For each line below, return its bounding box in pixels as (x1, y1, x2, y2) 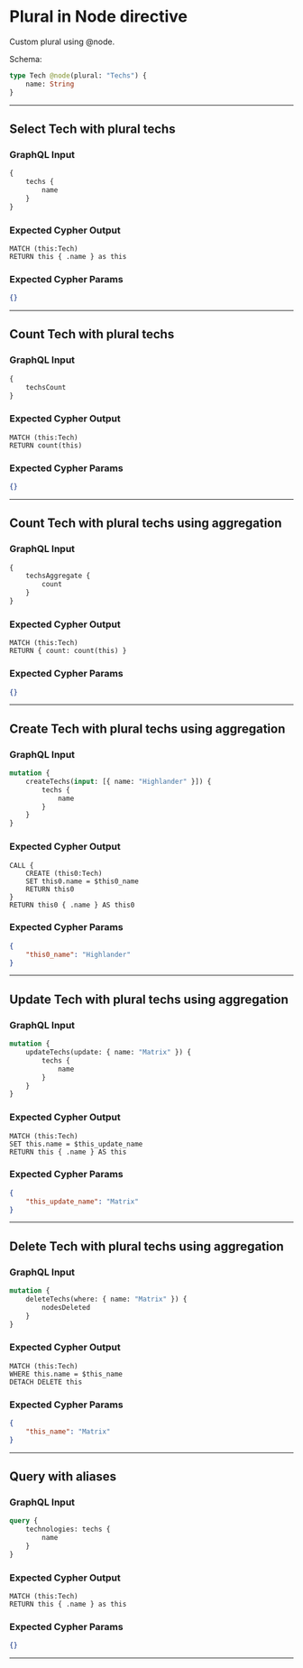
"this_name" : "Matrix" (25, 1427, 111, 1436)
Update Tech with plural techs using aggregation (9, 991, 289, 1007)
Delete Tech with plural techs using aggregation (9, 1239, 284, 1254)
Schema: (9, 53, 42, 64)
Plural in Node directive (9, 6, 188, 27)
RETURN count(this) (9, 440, 83, 450)
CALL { (9, 861, 34, 870)
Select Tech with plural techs (9, 121, 176, 136)
